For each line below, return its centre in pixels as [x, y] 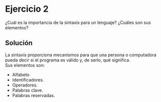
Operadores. [25, 85]
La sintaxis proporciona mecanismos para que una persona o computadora [81, 55]
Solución [19, 43]
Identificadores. [28, 80]
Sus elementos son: [25, 65]
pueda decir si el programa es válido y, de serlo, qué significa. [68, 60]
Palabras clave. [27, 90]
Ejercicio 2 [27, 9]
